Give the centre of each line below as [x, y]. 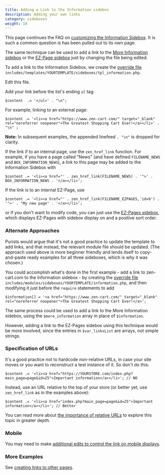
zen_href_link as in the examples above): [47, 392]
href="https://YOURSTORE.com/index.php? [91, 374]
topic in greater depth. [28, 420]
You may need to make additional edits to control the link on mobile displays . [83, 444]
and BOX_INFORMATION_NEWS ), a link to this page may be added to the [73, 162]
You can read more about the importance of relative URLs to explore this [79, 415]
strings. [13, 336]
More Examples [24, 457]
